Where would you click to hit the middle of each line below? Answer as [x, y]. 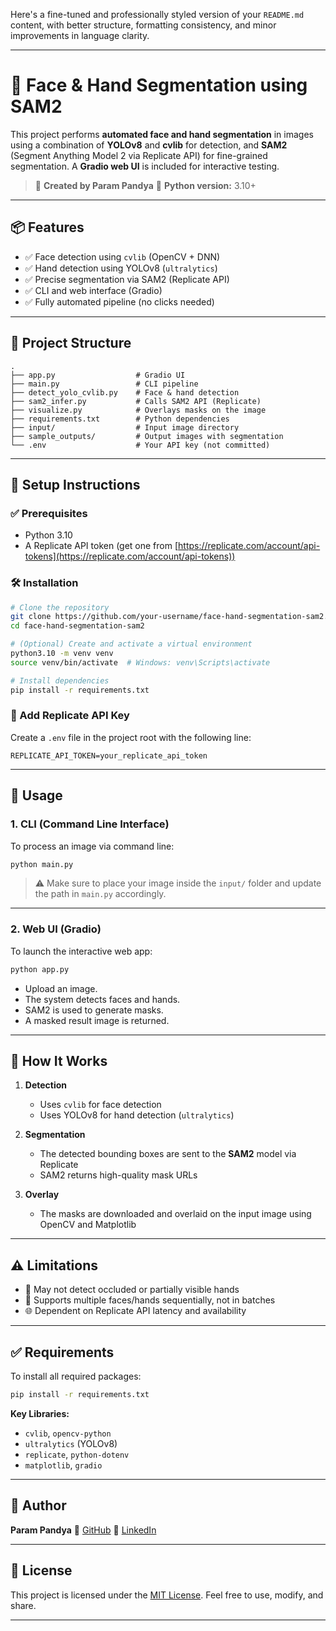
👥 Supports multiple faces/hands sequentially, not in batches [150, 1300]
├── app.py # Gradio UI [98, 375]
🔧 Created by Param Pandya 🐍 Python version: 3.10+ [145, 185]
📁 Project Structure [71, 343]
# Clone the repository [60, 607]
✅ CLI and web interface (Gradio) [93, 290]
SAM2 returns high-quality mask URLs [118, 1175]
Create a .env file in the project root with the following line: [131, 737]
